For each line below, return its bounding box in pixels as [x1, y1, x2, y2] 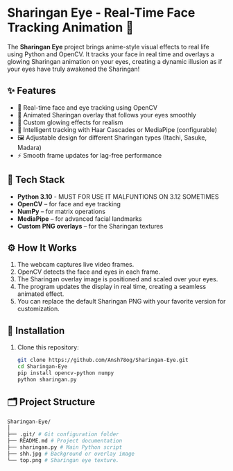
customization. [17, 304, 60, 313]
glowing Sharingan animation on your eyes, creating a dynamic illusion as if [7, 57, 223, 65]
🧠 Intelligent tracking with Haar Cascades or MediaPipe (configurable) [17, 125, 217, 133]
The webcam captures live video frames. [17, 261, 135, 269]
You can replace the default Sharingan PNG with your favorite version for [17, 297, 226, 306]
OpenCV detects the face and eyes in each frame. [17, 267, 161, 276]
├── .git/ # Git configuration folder [7, 431, 119, 438]
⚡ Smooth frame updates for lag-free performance [17, 151, 162, 159]
